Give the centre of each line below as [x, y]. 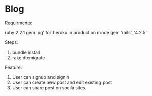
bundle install [26, 52]
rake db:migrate [29, 57]
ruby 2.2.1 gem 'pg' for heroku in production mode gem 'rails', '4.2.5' [76, 32]
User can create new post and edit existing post [62, 82]
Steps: [11, 42]
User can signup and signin [40, 77]
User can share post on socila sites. [49, 88]
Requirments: [19, 23]
